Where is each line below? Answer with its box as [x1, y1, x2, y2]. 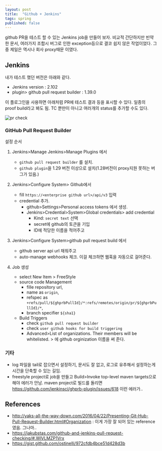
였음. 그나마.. [12, 425, 37, 431]
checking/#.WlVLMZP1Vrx [12, 435, 64, 441]
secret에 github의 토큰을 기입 [33, 221, 90, 227]
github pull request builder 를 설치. [19, 159, 93, 165]
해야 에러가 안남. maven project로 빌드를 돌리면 [12, 380, 103, 386]
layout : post [5, 7, 31, 12]
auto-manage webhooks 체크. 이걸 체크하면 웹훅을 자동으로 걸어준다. [19, 254, 152, 260]
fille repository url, [26, 284, 63, 290]
